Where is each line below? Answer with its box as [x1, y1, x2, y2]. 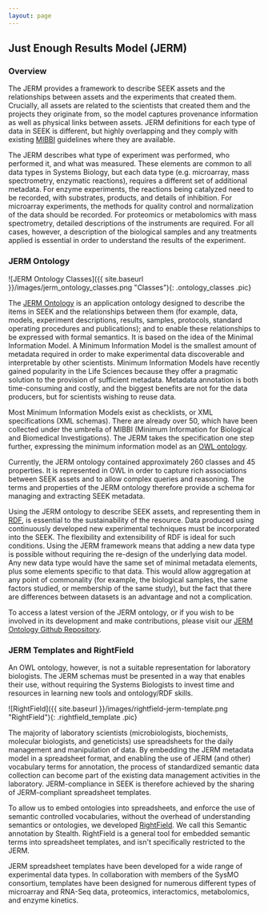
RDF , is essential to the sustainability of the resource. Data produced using [8, 515, 254, 525]
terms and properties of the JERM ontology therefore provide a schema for [8, 482, 255, 492]
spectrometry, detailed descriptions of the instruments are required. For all [8, 218, 254, 229]
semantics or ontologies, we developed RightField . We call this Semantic [8, 820, 247, 830]
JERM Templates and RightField [8, 644, 134, 655]
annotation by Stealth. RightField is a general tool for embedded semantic [8, 828, 250, 838]
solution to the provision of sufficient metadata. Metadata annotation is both [8, 375, 258, 384]
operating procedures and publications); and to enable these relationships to [8, 323, 261, 333]
